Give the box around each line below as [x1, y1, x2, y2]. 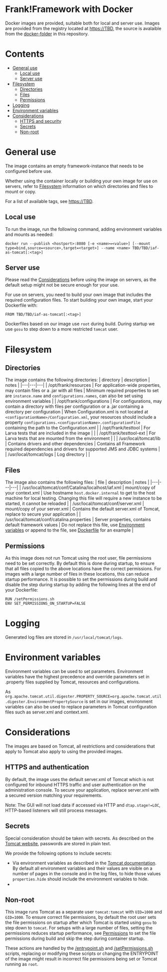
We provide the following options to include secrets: [5, 850, 112, 856]
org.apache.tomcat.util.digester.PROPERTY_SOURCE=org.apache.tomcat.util [5, 694, 162, 699]
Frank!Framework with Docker [5, 4, 133, 15]
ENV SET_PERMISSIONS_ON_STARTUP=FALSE [5, 601, 86, 606]
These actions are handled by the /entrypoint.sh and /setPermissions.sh [5, 945, 154, 951]
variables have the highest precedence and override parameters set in [5, 673, 150, 679]
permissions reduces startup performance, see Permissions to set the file [5, 930, 156, 936]
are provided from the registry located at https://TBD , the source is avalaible [5, 25, 162, 31]
